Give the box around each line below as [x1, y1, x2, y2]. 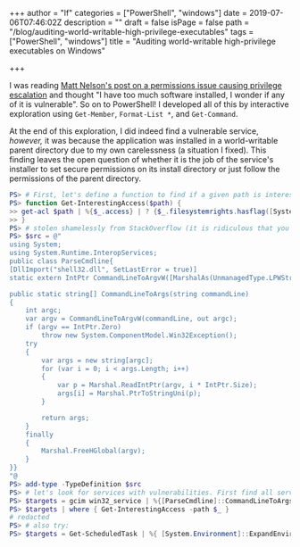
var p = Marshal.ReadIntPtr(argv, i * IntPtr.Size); [56, 381, 257, 390]
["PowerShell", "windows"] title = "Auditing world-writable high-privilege [9, 36, 277, 46]
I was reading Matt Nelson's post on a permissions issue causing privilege [9, 80, 283, 90]
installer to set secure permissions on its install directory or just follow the [9, 164, 280, 174]
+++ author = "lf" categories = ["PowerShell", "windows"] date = [9, 8, 247, 18]
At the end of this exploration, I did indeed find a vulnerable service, [9, 126, 259, 137]
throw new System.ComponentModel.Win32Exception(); [41, 331, 238, 340]
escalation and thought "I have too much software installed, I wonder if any [9, 89, 286, 100]
